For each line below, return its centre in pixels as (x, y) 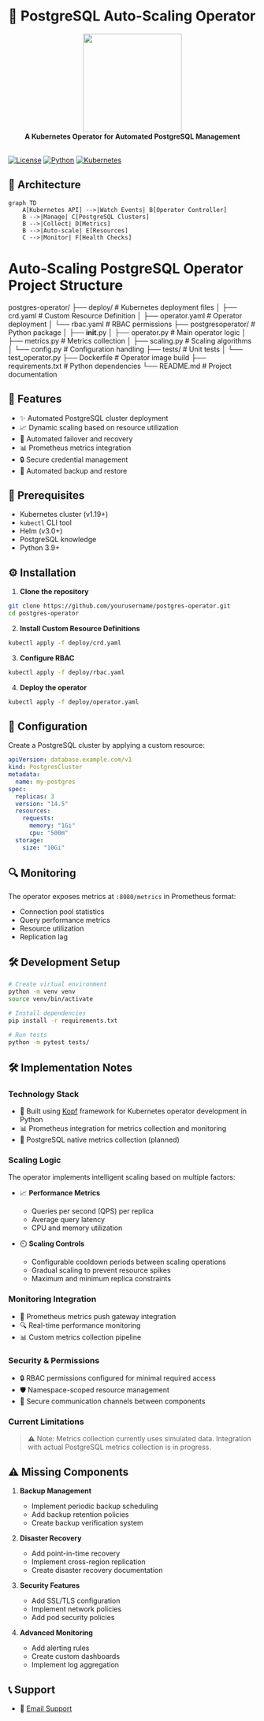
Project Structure (66, 285)
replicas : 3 (35, 796)
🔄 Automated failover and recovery (76, 439)
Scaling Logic (35, 1160)
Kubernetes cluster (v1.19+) (64, 515)
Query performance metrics (65, 920)
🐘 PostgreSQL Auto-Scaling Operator (132, 16)
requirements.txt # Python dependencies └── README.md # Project (120, 366)
